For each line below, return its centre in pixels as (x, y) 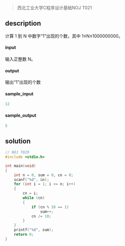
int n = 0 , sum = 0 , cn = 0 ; (44, 175)
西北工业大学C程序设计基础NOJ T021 (54, 8)
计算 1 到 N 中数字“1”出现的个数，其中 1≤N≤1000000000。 (64, 36)
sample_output (21, 115)
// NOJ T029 (17, 153)
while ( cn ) (34, 198)
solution (18, 141)
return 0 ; (24, 235)
